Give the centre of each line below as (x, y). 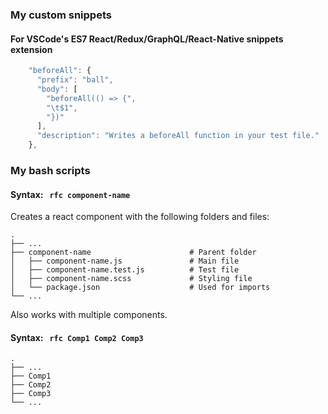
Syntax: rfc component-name (70, 194)
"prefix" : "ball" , (75, 80)
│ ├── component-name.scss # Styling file (131, 279)
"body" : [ (57, 89)
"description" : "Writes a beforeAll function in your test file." (178, 136)
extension (31, 49)
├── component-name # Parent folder (133, 253)
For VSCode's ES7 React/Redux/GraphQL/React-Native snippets (147, 39)
